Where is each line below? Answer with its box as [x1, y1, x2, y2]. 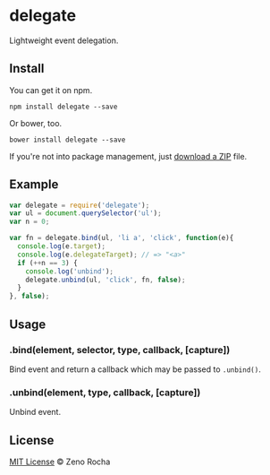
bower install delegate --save [9, 135, 126, 144]
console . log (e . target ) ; [17, 242, 105, 251]
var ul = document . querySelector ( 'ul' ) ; [9, 209, 163, 218]
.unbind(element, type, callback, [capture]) [9, 386, 201, 399]
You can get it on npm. [9, 84, 93, 95]
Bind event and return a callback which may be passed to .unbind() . [9, 364, 261, 375]
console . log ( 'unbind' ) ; [25, 266, 114, 276]
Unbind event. [9, 407, 61, 418]
